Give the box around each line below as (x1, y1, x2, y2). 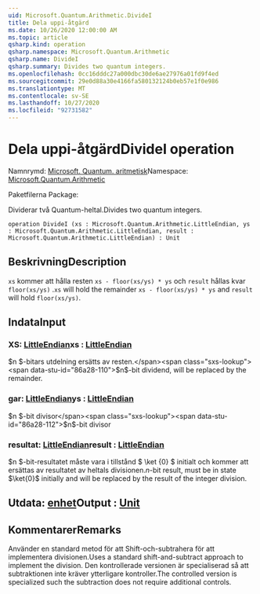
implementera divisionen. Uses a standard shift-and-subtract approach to (8, 552, 244, 562)
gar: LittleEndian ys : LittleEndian (8, 394, 135, 405)
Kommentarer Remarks (8, 523, 121, 537)
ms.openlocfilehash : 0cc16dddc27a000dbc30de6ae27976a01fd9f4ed (8, 70, 219, 78)
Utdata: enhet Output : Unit (8, 497, 140, 510)
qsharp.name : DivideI (8, 56, 79, 64)
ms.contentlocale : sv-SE (8, 92, 89, 100)
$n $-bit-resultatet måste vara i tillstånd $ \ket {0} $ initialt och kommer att (8, 457, 249, 467)
